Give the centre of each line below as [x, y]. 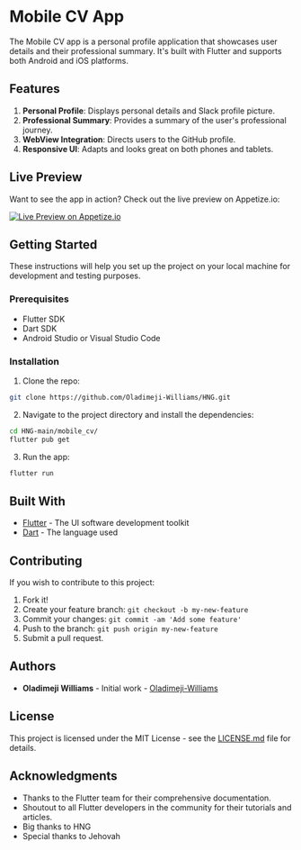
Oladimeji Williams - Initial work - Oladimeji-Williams [120, 688]
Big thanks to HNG [57, 827]
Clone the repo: [51, 381]
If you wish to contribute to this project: [82, 583]
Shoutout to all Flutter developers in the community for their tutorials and [157, 807]
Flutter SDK [44, 319]
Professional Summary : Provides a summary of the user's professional [155, 120]
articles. [37, 817]
